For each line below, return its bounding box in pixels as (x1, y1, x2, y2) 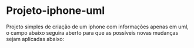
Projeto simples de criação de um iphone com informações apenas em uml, (6, 23, 189, 30)
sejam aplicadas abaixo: (6, 35, 65, 42)
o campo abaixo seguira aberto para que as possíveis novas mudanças (6, 29, 179, 36)
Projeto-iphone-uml (6, 4, 105, 17)
